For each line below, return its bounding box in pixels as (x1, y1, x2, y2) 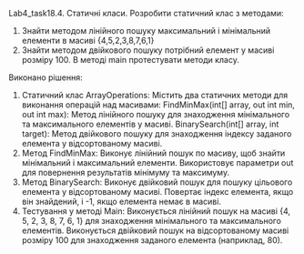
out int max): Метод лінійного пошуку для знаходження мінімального (21, 109, 290, 119)
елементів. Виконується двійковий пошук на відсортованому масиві (21, 225, 289, 236)
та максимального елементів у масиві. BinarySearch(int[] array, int (21, 118, 279, 129)
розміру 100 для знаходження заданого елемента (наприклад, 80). (21, 235, 283, 245)
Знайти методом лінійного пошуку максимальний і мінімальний (21, 25, 271, 36)
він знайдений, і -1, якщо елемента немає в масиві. (21, 196, 222, 207)
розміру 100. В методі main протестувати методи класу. (21, 55, 240, 65)
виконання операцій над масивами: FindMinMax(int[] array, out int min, (21, 99, 295, 110)
